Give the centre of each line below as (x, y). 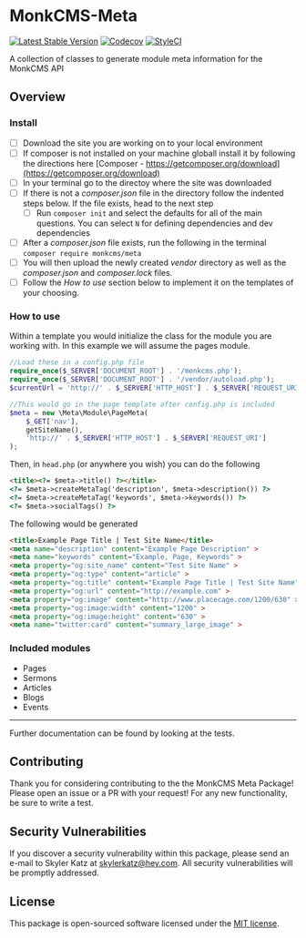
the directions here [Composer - (83, 163)
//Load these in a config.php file (77, 362)
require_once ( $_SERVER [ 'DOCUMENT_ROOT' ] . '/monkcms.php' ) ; (126, 371)
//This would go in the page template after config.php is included (142, 404)
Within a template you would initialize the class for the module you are (141, 336)
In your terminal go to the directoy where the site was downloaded (147, 182)
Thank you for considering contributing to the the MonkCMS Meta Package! (152, 783)
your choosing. (51, 293)
